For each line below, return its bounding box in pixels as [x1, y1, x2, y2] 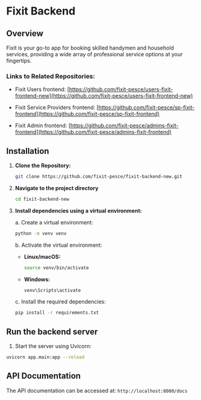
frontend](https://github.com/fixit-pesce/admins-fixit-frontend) [14, 129, 172, 136]
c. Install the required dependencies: [14, 298, 107, 305]
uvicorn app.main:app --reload [6, 354, 85, 360]
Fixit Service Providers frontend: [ [14, 104, 99, 111]
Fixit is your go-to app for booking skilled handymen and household [6, 44, 175, 51]
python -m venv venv [14, 230, 67, 237]
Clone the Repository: [14, 162, 71, 170]
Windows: [23, 276, 51, 283]
